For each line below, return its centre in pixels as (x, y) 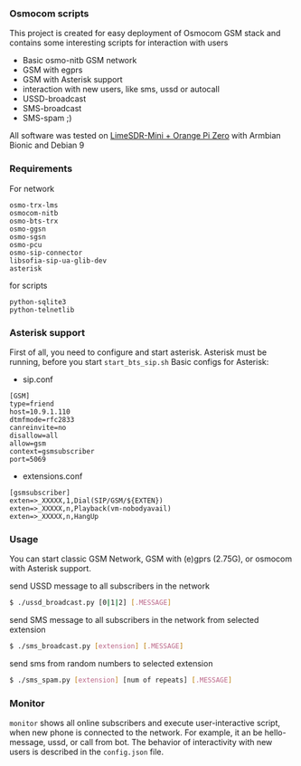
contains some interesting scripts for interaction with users (119, 43)
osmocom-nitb (34, 213)
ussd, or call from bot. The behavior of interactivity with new (160, 742)
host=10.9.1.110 (40, 412)
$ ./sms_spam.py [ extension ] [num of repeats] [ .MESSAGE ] (121, 680)
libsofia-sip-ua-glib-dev (58, 261)
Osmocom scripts (49, 14)
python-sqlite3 (38, 302)
